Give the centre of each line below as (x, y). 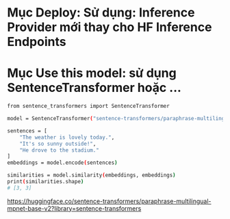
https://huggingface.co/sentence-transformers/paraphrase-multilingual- (109, 201)
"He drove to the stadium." (59, 150)
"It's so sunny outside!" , (58, 143)
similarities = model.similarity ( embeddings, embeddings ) (91, 175)
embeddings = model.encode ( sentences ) (62, 163)
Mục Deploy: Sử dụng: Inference (101, 13)
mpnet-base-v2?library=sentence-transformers (74, 208)
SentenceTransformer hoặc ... (94, 88)
